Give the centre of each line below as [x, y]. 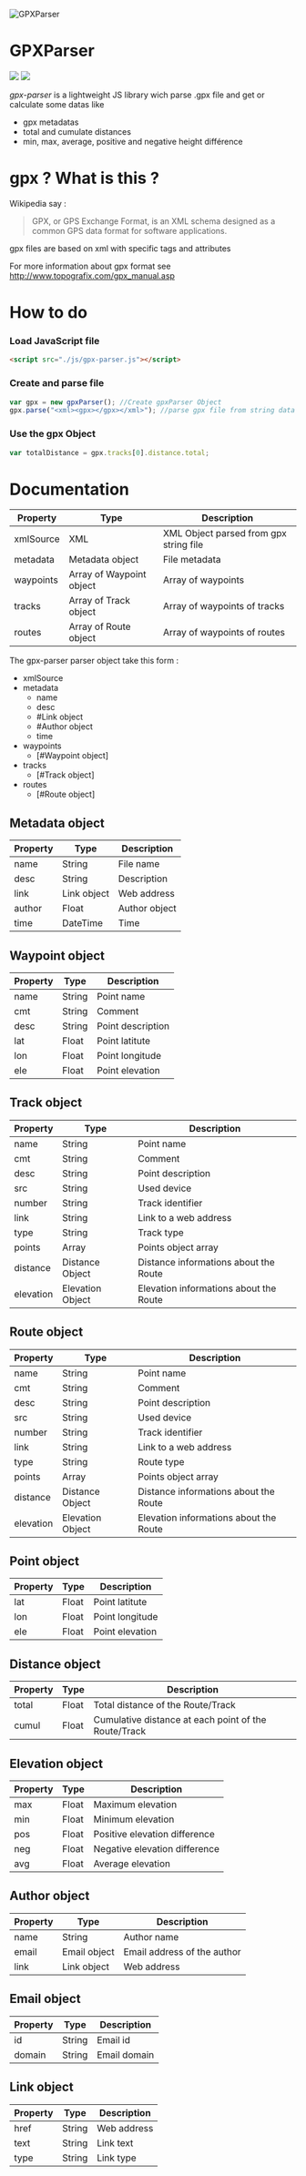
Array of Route [100, 626]
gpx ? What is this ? [84, 178]
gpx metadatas [51, 122]
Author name [151, 1937]
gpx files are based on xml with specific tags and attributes [120, 248]
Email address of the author [182, 1951]
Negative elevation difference [157, 1849]
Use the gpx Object [52, 434]
